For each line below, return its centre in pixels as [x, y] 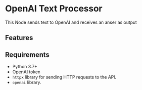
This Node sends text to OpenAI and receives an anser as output [71, 22]
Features [19, 38]
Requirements [27, 55]
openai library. [26, 83]
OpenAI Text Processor [54, 9]
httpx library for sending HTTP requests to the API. [64, 77]
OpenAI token [26, 72]
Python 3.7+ [25, 67]
